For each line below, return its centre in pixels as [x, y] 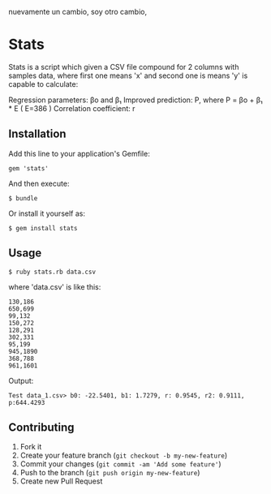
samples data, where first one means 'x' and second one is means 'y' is [128, 75]
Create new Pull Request [61, 481]
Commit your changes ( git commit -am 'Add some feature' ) [120, 464]
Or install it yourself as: [47, 213]
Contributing [41, 427]
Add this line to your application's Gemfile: [79, 153]
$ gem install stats [43, 228]
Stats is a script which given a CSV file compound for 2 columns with [124, 67]
